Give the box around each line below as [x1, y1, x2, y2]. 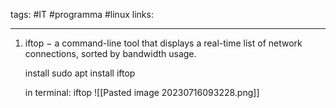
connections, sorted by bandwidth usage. [24, 48, 197, 59]
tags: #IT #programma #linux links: [10, 9, 154, 20]
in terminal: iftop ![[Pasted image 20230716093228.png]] [24, 87, 260, 98]
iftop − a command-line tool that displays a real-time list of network [24, 37, 303, 49]
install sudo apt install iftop [24, 67, 136, 79]
